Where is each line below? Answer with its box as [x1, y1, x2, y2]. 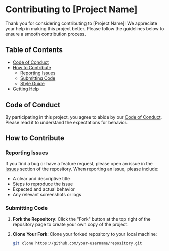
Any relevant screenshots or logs [12, 192, 82, 198]
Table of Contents [5, 45, 63, 54]
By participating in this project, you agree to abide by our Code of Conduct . [5, 114, 162, 120]
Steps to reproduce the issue [12, 181, 73, 187]
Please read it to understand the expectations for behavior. [5, 119, 128, 125]
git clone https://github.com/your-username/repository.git [12, 241, 142, 246]
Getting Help [12, 86, 39, 92]
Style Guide [20, 80, 45, 86]
